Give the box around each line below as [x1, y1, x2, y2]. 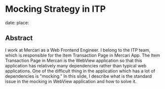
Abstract [5, 34, 33, 42]
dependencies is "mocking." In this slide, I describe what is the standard [5, 73, 152, 79]
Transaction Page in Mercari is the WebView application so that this [5, 58, 142, 63]
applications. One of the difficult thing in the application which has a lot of [5, 68, 156, 74]
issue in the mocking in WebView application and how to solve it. [5, 78, 137, 84]
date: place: [5, 20, 30, 26]
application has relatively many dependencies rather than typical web [5, 62, 147, 68]
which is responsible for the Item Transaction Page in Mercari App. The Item [5, 52, 160, 58]
